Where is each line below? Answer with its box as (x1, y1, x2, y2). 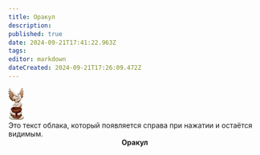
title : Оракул (8, 13, 56, 21)
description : (8, 21, 52, 30)
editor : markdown (8, 55, 67, 63)
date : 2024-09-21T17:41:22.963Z (8, 39, 116, 47)
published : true (8, 30, 63, 38)
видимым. (8, 128, 43, 138)
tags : (8, 47, 26, 55)
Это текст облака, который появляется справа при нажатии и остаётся (8, 120, 253, 130)
